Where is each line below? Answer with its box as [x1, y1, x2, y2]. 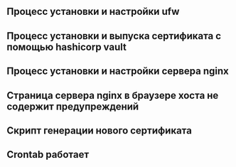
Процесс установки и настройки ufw [6, 6, 180, 18]
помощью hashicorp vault [6, 41, 127, 53]
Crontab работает [6, 149, 90, 161]
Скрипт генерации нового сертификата [6, 124, 193, 136]
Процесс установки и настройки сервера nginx [6, 65, 229, 77]
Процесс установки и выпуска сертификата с [6, 30, 222, 42]
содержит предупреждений [6, 100, 139, 112]
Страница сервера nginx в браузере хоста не [6, 89, 219, 102]
